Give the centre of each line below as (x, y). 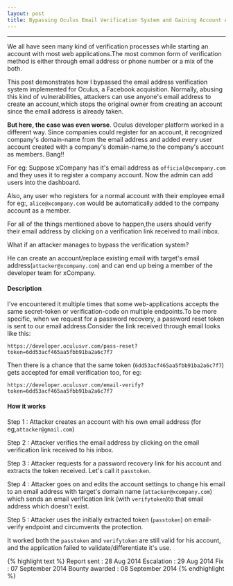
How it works (27, 407)
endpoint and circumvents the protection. (84, 526)
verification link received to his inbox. (61, 450)
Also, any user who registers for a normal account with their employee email (116, 195)
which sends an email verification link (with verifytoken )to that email (105, 499)
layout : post (26, 14)
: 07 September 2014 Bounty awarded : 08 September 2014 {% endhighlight (116, 568)
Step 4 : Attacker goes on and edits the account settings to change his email (116, 484)
